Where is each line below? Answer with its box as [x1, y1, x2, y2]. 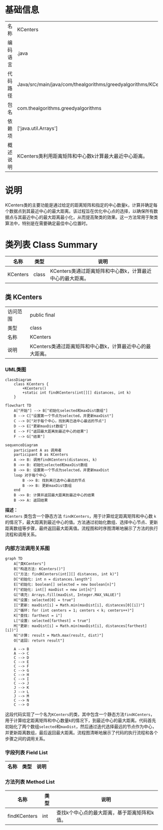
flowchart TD [5, 403, 32, 408]
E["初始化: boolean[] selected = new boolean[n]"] [14, 582, 116, 587]
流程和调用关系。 [5, 531, 39, 537]
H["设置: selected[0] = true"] [14, 598, 76, 603]
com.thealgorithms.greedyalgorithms [17, 104, 102, 111]
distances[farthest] [105, 624, 147, 628]
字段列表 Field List [5, 749, 48, 756]
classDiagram [5, 377, 32, 382]
